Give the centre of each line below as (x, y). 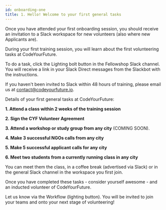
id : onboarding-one (25, 10)
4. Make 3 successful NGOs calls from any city (55, 138)
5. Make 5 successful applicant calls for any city (56, 147)
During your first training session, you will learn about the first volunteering (82, 49)
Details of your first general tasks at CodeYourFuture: (60, 99)
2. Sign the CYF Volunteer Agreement (45, 118)
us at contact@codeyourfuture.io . (40, 89)
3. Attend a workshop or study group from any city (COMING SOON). (78, 128)
